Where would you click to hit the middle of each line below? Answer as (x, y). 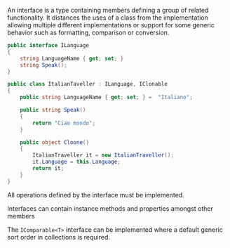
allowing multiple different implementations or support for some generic (111, 25)
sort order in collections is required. (59, 237)
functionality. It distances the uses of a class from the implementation (108, 18)
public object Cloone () (55, 142)
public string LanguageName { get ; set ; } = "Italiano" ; (106, 98)
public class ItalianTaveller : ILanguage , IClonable (88, 84)
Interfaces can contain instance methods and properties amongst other (110, 208)
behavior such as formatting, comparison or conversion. (88, 32)
